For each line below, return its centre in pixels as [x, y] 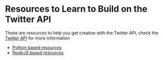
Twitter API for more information [37, 38]
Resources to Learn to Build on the [76, 9]
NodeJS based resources [38, 53]
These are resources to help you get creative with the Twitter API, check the [82, 33]
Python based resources [37, 47]
